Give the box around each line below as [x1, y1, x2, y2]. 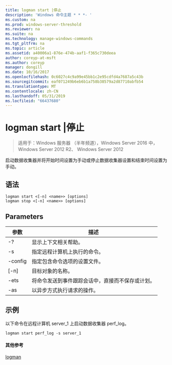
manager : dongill [5, 65, 43, 70]
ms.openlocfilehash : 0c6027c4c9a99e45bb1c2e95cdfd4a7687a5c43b [5, 74, 144, 80]
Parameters [5, 213, 44, 221]
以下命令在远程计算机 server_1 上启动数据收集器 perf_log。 [5, 320, 129, 326]
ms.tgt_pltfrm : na [5, 41, 45, 46]
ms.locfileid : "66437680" [5, 98, 61, 103]
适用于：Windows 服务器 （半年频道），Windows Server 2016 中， [17, 140, 158, 146]
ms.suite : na [5, 31, 33, 36]
